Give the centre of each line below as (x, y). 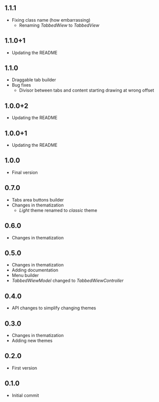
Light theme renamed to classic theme (58, 210)
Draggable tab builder (34, 80)
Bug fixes (21, 85)
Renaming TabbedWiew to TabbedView (59, 25)
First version (24, 368)
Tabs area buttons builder (38, 200)
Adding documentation (35, 270)
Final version (25, 172)
